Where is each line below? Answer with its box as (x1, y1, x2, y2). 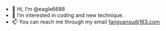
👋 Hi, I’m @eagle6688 (11, 6, 65, 12)
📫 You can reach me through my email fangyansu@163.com (11, 18, 160, 25)
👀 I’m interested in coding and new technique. (11, 12, 124, 19)
